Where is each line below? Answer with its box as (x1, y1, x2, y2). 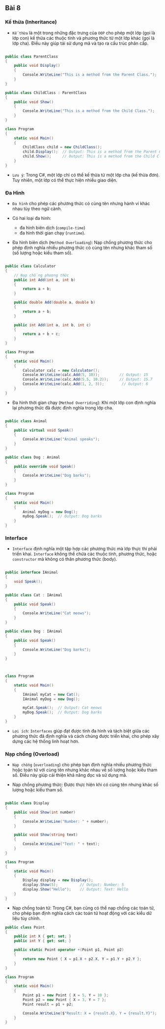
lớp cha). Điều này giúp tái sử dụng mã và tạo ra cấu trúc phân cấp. (12, 40, 149, 46)
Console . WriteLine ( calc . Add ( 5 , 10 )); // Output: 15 (23, 373, 148, 378)
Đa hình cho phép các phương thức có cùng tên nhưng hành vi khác (12, 201, 150, 207)
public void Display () (14, 63, 60, 68)
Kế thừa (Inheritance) (5, 19, 57, 26)
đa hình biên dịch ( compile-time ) (19, 225, 85, 231)
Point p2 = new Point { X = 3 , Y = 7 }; (23, 997, 107, 1002)
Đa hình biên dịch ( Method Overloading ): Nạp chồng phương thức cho (12, 240, 152, 245)
